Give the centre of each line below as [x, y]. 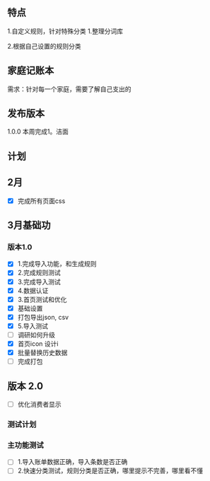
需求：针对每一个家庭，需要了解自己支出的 [69, 89]
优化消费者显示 [39, 404]
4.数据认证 [33, 290]
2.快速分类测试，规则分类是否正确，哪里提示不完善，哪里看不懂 [110, 471]
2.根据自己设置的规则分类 [44, 46]
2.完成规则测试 [39, 273]
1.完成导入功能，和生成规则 [57, 264]
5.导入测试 [33, 326]
